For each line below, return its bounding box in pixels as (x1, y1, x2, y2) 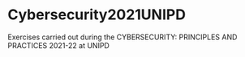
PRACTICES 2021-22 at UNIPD (7, 40, 110, 50)
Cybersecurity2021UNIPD (7, 6, 186, 24)
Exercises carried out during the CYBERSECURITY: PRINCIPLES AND (7, 32, 238, 42)
